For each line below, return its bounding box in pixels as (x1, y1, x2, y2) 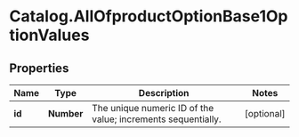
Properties (9, 60, 69, 76)
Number (47, 108, 84, 119)
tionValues (9, 25, 90, 45)
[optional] (244, 108, 286, 119)
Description (138, 87, 190, 99)
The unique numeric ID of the (92, 102, 214, 114)
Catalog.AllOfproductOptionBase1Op (9, 6, 288, 27)
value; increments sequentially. (92, 113, 222, 125)
